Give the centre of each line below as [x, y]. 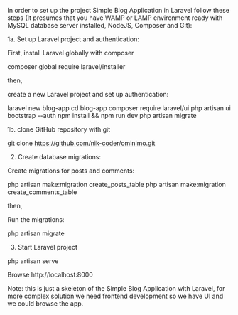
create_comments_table [42, 192]
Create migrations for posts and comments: [71, 171]
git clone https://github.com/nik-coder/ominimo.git [81, 143]
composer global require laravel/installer [66, 66]
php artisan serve [33, 261]
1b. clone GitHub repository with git [59, 129]
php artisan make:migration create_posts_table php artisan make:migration [117, 185]
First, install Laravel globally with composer [71, 53]
